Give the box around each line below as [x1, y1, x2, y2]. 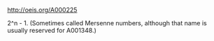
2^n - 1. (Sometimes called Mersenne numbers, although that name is [7, 19, 208, 27]
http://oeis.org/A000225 [7, 6, 78, 14]
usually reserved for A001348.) [7, 27, 97, 34]
